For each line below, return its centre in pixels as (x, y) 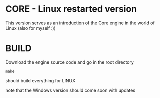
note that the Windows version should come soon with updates (70, 90)
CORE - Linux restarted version (71, 9)
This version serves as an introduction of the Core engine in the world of (80, 23)
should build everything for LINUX (40, 80)
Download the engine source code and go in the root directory (70, 62)
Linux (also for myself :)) (31, 28)
